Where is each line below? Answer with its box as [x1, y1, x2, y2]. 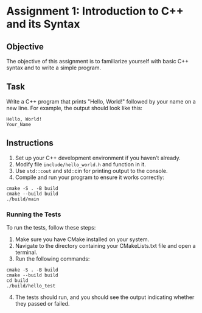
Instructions [6, 138, 54, 149]
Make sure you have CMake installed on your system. [15, 236, 150, 243]
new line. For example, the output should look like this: [6, 104, 143, 111]
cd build [6, 277, 29, 284]
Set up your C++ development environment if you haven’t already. [15, 154, 181, 161]
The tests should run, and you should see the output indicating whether [15, 294, 195, 301]
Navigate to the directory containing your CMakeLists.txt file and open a [15, 242, 196, 249]
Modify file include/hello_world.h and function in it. [15, 160, 146, 168]
